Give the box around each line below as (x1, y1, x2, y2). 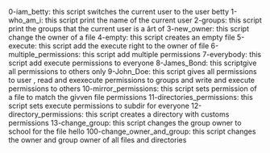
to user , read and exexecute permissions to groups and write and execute (8, 76, 255, 85)
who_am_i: (8, 15, 44, 25)
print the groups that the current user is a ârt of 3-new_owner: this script (8, 24, 250, 33)
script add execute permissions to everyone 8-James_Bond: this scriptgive (8, 58, 257, 68)
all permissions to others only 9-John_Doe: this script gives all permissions (8, 67, 257, 76)
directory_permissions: (8, 110, 85, 119)
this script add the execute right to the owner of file (39, 41, 210, 51)
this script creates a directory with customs (85, 110, 230, 119)
